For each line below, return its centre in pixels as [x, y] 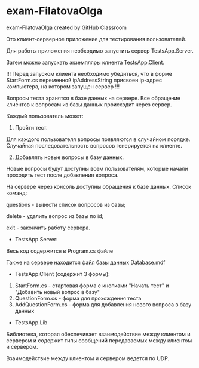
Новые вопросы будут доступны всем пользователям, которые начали [97, 168]
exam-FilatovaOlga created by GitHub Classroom [67, 27]
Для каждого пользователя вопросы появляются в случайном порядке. [98, 139]
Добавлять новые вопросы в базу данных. [69, 157]
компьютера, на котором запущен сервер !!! [63, 86]
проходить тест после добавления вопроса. [62, 175]
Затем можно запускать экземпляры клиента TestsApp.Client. [85, 62]
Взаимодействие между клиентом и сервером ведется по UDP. [88, 358]
